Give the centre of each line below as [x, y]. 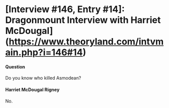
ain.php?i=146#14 [44, 52]
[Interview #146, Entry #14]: [65, 9]
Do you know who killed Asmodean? [43, 78]
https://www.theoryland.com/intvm [86, 42]
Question [15, 66]
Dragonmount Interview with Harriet [83, 20]
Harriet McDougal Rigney [32, 89]
